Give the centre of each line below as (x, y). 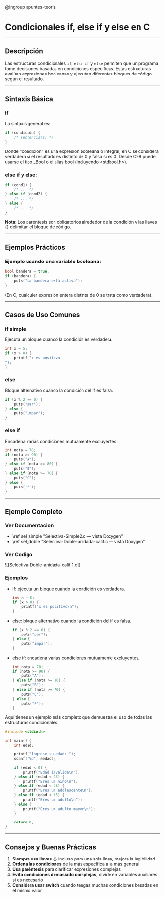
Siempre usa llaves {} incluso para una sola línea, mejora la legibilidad (84, 859)
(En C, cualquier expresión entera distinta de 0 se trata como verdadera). (79, 295)
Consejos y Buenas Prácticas (51, 847)
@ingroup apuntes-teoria (31, 7)
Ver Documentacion (29, 525)
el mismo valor (27, 890)
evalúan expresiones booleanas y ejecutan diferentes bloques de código (79, 74)
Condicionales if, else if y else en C (78, 27)
